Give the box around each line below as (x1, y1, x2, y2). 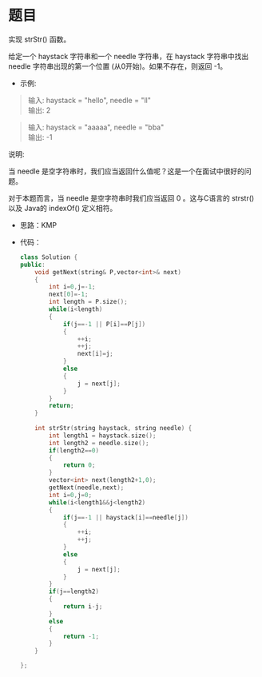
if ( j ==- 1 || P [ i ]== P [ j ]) (62, 320, 146, 328)
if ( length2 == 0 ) (49, 446, 100, 455)
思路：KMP (19, 220, 58, 229)
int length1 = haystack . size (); (49, 432, 157, 440)
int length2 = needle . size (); (49, 439, 149, 447)
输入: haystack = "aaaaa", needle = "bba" (27, 122, 165, 132)
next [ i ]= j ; (77, 350, 113, 358)
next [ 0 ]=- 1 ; (49, 290, 89, 299)
